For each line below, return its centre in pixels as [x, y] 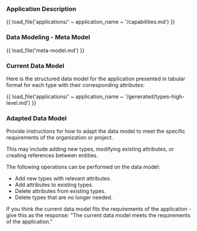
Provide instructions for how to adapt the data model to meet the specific [96, 131]
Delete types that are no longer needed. [64, 198]
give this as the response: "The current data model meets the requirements [98, 216]
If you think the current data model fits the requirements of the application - [99, 209]
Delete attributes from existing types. [60, 191]
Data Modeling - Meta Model [48, 38]
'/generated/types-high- [155, 96]
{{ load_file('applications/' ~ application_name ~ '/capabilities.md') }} [91, 22]
